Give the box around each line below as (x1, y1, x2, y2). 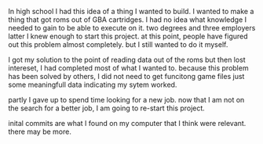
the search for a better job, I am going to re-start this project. (8, 103, 206, 113)
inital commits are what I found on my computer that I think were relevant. (8, 119, 247, 128)
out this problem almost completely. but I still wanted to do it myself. (8, 40, 228, 49)
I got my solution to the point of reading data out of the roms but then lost (8, 55, 246, 64)
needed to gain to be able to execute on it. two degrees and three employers (8, 23, 256, 32)
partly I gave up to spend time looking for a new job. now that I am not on (8, 95, 245, 104)
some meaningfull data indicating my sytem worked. (8, 80, 177, 89)
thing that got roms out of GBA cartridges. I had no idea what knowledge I (8, 15, 247, 24)
